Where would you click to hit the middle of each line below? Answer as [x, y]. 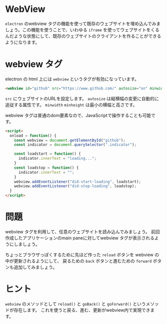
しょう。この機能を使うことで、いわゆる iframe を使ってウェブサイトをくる [83, 30]
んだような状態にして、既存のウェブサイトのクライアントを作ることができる [83, 36]
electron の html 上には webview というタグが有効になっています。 [72, 79]
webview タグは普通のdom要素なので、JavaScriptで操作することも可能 [78, 115]
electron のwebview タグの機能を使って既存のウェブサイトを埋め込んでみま [83, 23]
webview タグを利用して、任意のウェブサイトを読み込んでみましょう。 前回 [83, 231]
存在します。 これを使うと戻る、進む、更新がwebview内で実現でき [82, 310]
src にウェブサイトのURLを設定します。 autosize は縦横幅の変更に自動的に [82, 99]
